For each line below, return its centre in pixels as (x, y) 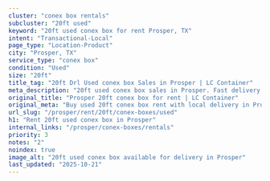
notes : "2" (27, 142)
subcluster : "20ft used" (50, 23)
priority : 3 (28, 135)
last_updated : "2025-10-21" (55, 165)
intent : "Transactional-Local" (61, 38)
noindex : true (32, 150)
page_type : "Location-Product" (61, 46)
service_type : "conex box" (53, 61)
